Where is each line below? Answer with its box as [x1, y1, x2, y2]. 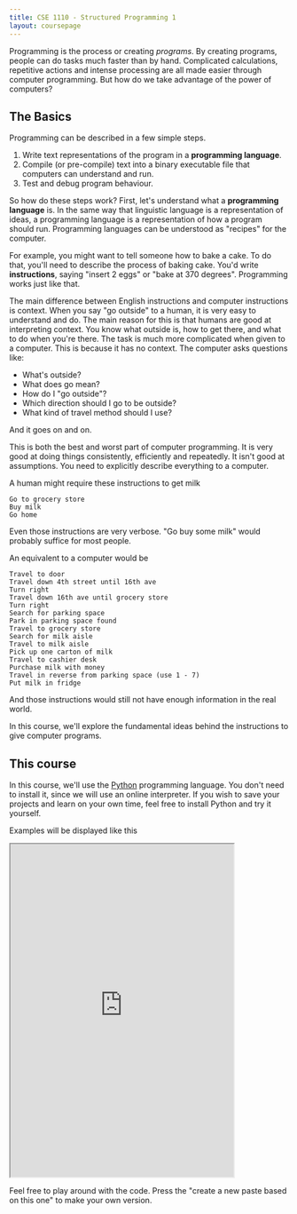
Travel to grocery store [9, 624, 101, 633]
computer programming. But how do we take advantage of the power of [9, 74, 272, 84]
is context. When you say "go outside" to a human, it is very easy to [9, 305, 257, 316]
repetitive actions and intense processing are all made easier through [9, 64, 262, 75]
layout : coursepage [9, 21, 82, 30]
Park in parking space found [9, 616, 117, 626]
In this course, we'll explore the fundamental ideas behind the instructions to [9, 721, 289, 732]
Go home [9, 511, 38, 520]
